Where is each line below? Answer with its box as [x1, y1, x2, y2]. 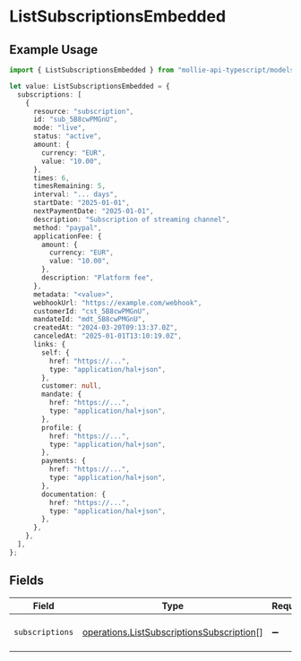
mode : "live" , [32, 124, 87, 133]
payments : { [41, 457, 87, 466]
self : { [41, 348, 70, 357]
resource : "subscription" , [32, 107, 134, 116]
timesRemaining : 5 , [32, 182, 106, 191]
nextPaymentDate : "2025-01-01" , [32, 207, 154, 216]
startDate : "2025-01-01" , [32, 199, 130, 208]
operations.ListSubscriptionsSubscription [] [82, 625, 263, 638]
